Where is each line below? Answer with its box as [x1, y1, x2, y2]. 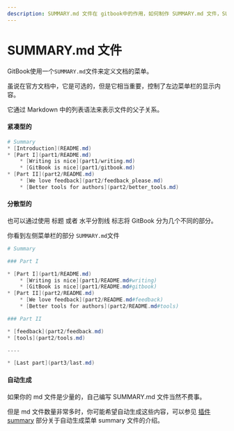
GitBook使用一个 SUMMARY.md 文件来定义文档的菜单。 [7, 67, 153, 75]
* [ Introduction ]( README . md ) [7, 144, 92, 152]
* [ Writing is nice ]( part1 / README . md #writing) [19, 277, 157, 284]
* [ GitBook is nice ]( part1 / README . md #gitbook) [19, 283, 157, 290]
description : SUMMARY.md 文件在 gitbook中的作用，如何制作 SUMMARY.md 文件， [7, 10, 223, 17]
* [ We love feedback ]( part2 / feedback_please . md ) [19, 177, 164, 185]
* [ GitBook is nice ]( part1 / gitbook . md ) [19, 165, 136, 172]
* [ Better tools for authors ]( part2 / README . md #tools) [19, 303, 179, 310]
